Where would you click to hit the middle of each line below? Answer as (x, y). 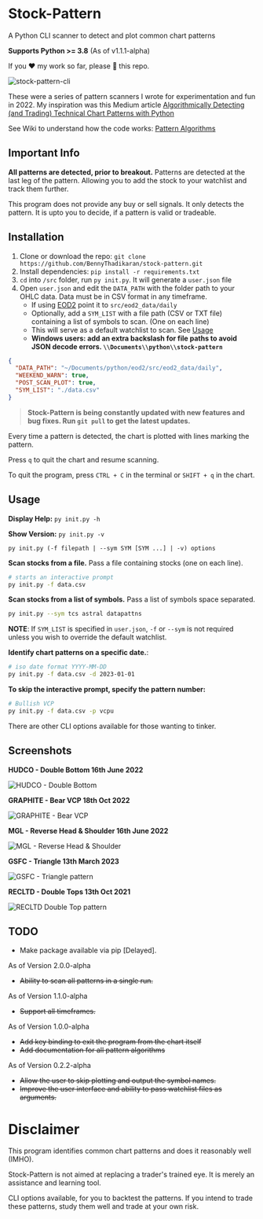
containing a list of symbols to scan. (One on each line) (120, 321)
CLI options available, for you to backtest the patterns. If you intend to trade (131, 1198)
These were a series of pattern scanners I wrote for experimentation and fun (132, 96)
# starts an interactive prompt (61, 577)
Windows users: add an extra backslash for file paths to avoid (134, 338)
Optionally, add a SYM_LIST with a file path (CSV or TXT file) (126, 313)
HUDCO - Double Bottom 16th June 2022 (76, 770)
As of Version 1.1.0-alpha (48, 996)
